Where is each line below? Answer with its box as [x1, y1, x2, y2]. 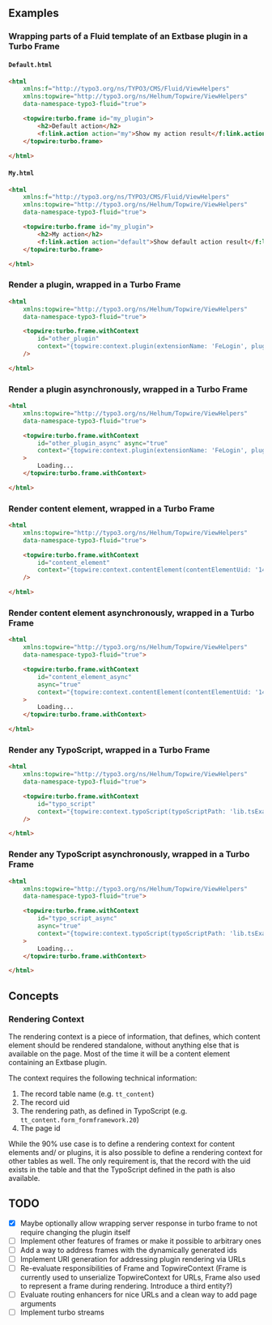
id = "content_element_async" [37, 673, 132, 681]
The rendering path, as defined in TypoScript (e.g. [19, 1106, 188, 1115]
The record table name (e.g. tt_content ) [19, 1089, 155, 1098]
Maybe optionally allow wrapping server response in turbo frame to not [19, 1218, 257, 1228]
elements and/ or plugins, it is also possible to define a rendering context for [8, 1147, 263, 1157]
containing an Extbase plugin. [8, 1057, 108, 1067]
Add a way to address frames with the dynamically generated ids [19, 1245, 237, 1255]
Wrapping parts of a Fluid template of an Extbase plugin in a [8, 31, 249, 42]
